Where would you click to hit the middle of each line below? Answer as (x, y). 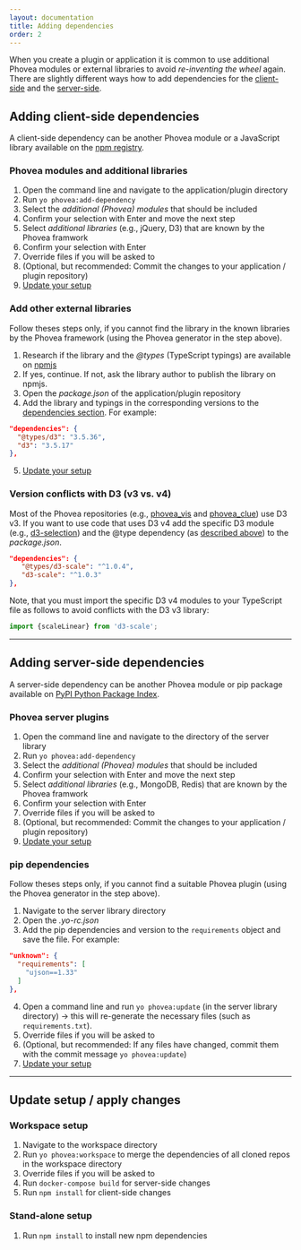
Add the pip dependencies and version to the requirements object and (151, 930)
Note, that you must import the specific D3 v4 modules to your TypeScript (146, 600)
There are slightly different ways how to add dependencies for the (131, 79)
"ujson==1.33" (52, 973)
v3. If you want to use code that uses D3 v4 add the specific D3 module (142, 523)
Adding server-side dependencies (107, 663)
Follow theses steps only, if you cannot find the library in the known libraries (150, 328)
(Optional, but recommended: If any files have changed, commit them (150, 1044)
